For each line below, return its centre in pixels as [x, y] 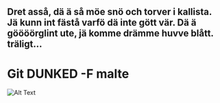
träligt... [25, 44]
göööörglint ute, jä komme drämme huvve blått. [110, 33]
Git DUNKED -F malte [68, 74]
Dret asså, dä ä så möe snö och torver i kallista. [110, 12]
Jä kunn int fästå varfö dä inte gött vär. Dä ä [102, 23]
